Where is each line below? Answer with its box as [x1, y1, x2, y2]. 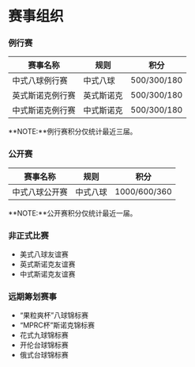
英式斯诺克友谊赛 [19, 259, 76, 270]
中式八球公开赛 [12, 186, 69, 197]
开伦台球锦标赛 [19, 340, 69, 350]
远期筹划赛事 [8, 291, 58, 302]
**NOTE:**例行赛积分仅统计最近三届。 [8, 127, 137, 136]
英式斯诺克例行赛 [12, 90, 77, 101]
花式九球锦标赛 [19, 331, 69, 340]
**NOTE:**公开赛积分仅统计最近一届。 [8, 208, 137, 218]
